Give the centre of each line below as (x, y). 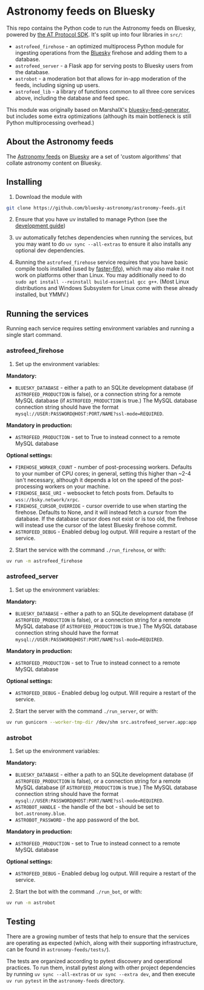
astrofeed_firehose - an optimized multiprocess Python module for (99, 46)
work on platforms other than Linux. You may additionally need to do (100, 275)
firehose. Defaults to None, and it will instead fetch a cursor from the (101, 512)
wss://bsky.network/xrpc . (47, 499)
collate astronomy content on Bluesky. (54, 163)
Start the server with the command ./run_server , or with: (87, 711)
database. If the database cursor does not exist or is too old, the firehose (106, 519)
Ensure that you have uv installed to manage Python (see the (91, 220)
